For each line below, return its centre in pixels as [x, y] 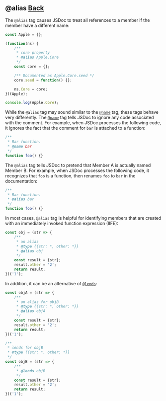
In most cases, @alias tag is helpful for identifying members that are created [83, 218]
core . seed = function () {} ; [43, 80]
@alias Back [25, 8]
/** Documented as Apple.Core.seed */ [54, 76]
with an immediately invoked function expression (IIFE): [62, 224]
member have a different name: [37, 25]
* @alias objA [31, 311]
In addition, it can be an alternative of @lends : [51, 283]
